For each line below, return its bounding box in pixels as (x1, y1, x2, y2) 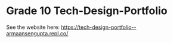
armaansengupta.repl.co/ (6, 29, 69, 37)
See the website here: (6, 24, 60, 31)
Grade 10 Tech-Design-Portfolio (6, 4, 168, 18)
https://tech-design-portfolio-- (61, 24, 137, 31)
